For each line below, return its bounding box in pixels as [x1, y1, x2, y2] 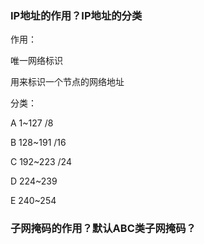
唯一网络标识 [10, 55, 63, 67]
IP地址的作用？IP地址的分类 [10, 8, 143, 22]
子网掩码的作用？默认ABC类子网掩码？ [10, 222, 197, 236]
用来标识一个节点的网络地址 [10, 76, 125, 88]
